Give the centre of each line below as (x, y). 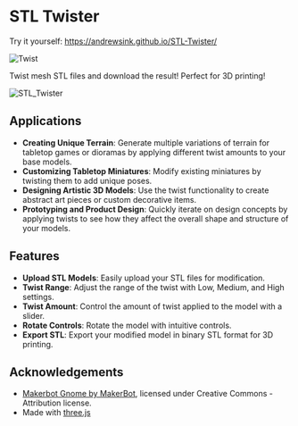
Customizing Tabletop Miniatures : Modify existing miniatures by (141, 171)
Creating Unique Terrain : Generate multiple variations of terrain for (146, 142)
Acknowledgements (66, 372)
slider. (33, 315)
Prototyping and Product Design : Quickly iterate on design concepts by (155, 209)
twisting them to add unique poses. (87, 180)
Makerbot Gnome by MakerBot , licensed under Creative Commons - (148, 394)
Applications (46, 121)
